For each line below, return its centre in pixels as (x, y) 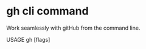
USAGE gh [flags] (28, 39)
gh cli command (48, 11)
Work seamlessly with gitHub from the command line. (73, 28)
